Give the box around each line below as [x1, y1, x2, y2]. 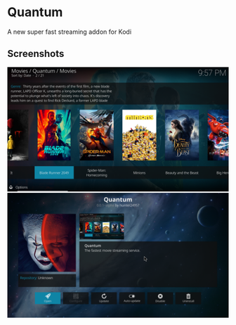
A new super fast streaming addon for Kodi [7, 27, 132, 36]
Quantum [7, 4, 63, 20]
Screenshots [7, 48, 65, 60]
